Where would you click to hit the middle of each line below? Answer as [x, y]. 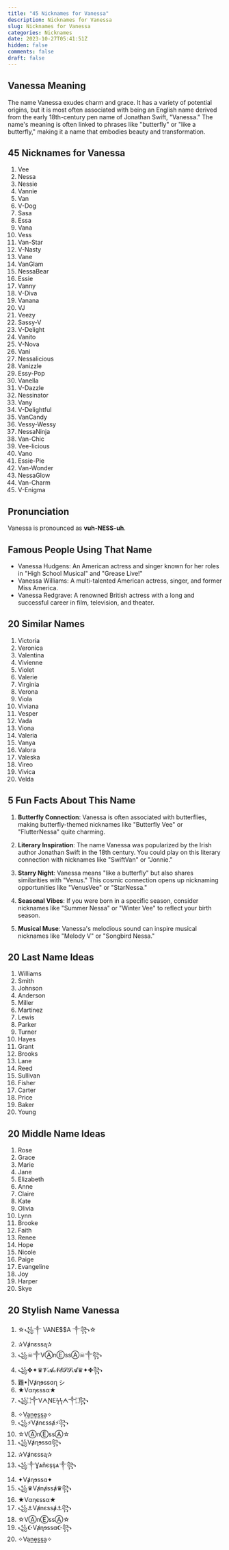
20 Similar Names [46, 624]
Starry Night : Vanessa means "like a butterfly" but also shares [106, 873]
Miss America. [38, 588]
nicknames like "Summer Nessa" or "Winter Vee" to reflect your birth [114, 908]
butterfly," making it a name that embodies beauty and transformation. [107, 132]
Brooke [28, 1223]
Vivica [27, 771]
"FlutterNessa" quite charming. [61, 832]
